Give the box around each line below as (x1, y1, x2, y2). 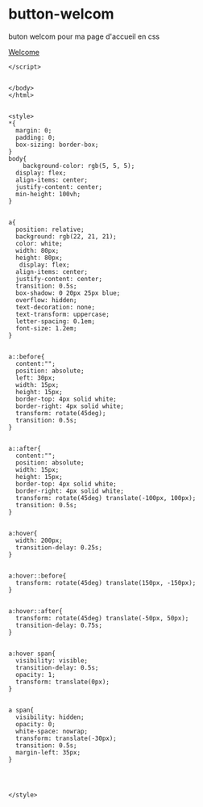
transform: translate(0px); (15, 678, 110, 686)
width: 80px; (15, 246, 60, 254)
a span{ (8, 706, 35, 714)
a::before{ (8, 352, 45, 360)
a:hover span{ (8, 649, 56, 658)
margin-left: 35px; (15, 748, 81, 756)
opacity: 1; (15, 670, 56, 679)
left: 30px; (15, 373, 56, 382)
